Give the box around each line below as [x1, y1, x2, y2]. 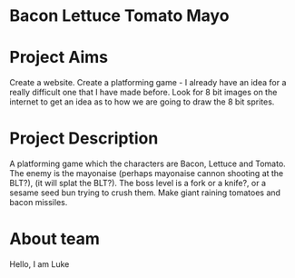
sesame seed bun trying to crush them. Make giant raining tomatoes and [9, 187, 281, 198]
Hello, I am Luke [9, 259, 70, 269]
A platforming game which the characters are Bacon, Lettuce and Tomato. [9, 158, 286, 169]
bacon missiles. [9, 197, 68, 208]
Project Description [9, 128, 159, 149]
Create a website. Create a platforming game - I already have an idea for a [9, 77, 287, 88]
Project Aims [9, 47, 109, 68]
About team [9, 229, 100, 250]
